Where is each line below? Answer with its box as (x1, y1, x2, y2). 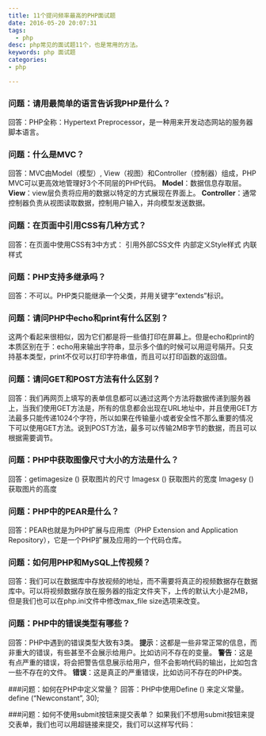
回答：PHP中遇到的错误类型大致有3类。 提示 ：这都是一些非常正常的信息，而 (8, 638, 257, 647)
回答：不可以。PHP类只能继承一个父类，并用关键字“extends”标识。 (8, 290, 228, 300)
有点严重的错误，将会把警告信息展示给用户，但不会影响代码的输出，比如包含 (8, 657, 258, 667)
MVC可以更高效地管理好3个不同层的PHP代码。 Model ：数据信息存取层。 (8, 178, 246, 188)
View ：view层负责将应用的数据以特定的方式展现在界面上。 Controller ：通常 (8, 188, 257, 198)
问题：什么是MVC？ (8, 148, 85, 159)
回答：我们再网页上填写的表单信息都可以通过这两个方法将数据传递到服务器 (8, 393, 251, 403)
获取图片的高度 (8, 484, 57, 493)
